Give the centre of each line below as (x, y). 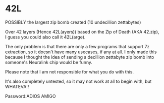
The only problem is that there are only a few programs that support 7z (78, 46)
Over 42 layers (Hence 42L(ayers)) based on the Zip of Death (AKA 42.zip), (82, 32)
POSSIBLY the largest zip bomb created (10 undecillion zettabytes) (73, 22)
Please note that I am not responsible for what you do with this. (69, 71)
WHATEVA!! (17, 86)
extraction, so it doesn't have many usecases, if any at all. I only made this (81, 52)
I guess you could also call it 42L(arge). (45, 37)
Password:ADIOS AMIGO (30, 96)
